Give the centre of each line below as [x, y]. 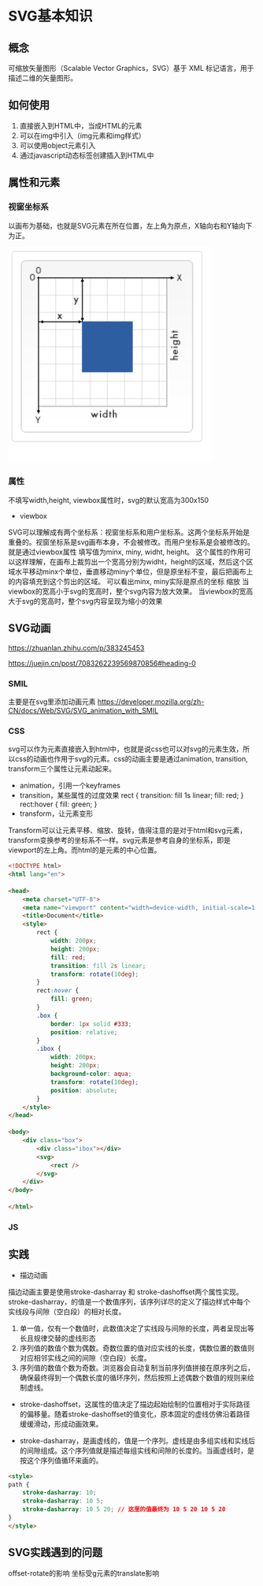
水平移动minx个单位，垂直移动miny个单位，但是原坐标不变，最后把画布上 [134, 571]
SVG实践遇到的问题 [56, 1552]
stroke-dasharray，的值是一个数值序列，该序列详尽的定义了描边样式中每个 [129, 1301]
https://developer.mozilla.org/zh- [151, 702]
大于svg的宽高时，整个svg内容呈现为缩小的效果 [85, 601]
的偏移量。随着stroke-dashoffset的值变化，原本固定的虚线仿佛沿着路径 [135, 1414]
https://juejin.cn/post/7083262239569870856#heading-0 [102, 663]
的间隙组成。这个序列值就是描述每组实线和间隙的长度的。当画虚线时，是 [137, 1450]
